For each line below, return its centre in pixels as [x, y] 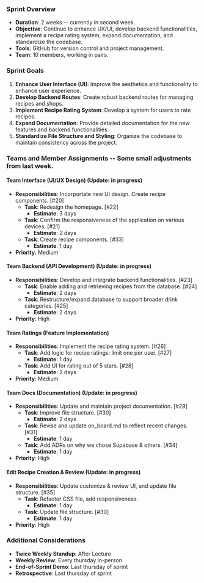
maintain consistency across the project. [66, 142]
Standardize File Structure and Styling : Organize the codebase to [99, 136]
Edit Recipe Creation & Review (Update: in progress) [74, 472]
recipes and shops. [39, 103]
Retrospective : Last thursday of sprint [63, 573]
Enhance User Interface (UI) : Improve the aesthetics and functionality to [107, 84]
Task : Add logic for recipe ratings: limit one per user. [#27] [98, 353]
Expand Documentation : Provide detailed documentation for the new [103, 123]
